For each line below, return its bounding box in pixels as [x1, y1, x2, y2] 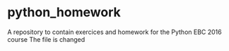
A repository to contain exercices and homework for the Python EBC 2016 [7, 28, 222, 36]
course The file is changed [7, 35, 86, 43]
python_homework [7, 4, 122, 21]
